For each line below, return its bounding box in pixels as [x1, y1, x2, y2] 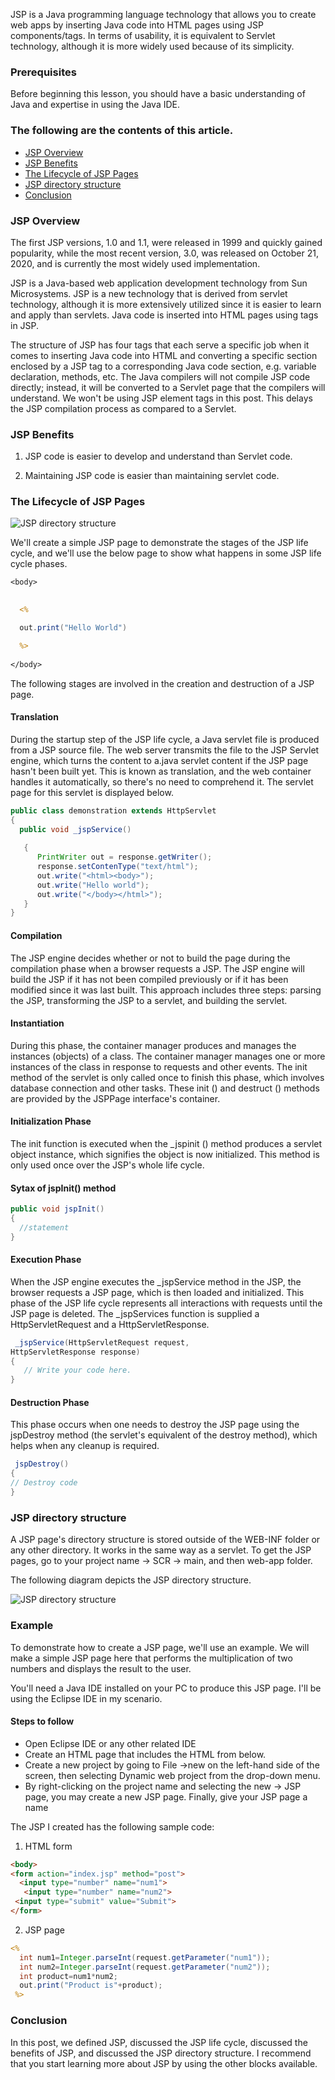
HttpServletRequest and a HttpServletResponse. [10, 1318, 210, 1330]
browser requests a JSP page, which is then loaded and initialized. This [10, 1286, 305, 1298]
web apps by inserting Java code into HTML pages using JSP [10, 19, 264, 31]
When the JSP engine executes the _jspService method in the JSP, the [10, 1275, 302, 1288]
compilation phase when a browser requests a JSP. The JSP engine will [10, 962, 305, 974]
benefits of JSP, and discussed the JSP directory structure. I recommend [10, 2047, 312, 2059]
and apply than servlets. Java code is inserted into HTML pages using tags [10, 309, 319, 321]
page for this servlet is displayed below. [10, 786, 174, 798]
